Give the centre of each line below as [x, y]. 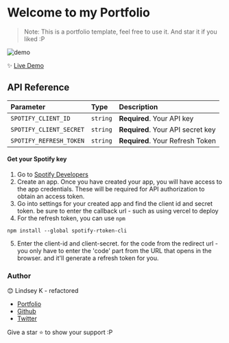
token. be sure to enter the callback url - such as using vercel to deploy [118, 211]
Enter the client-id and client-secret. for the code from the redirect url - [117, 243]
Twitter [27, 319]
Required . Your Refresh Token [168, 141]
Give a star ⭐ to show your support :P [60, 332]
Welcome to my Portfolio [79, 13]
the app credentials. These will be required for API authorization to [111, 189]
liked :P [34, 38]
